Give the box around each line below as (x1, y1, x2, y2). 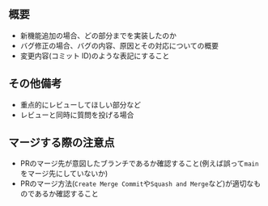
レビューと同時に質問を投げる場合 (19, 110, 134, 120)
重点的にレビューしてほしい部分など (19, 99, 142, 109)
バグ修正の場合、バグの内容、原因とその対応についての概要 (19, 40, 219, 50)
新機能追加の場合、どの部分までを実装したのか (19, 31, 177, 40)
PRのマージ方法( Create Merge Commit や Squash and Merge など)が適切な (19, 179, 254, 188)
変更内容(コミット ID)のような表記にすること (19, 51, 170, 61)
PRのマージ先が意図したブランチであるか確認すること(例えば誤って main (19, 158, 259, 168)
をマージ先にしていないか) (19, 169, 108, 179)
